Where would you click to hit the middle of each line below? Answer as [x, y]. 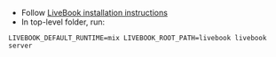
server [20, 46]
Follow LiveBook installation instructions [94, 13]
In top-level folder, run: [63, 22]
